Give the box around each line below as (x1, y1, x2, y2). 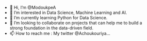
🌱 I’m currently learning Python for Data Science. (9, 15, 108, 20)
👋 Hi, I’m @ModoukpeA (9, 5, 56, 10)
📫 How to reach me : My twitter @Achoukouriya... (9, 30, 111, 36)
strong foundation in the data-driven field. (9, 25, 94, 31)
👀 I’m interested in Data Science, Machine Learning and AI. (9, 10, 127, 15)
